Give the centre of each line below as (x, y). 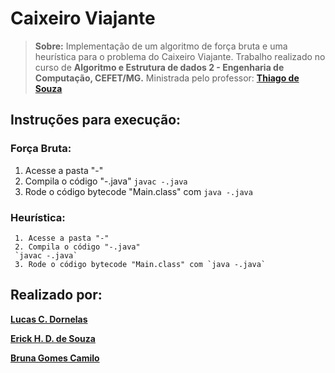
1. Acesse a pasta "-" (62, 238)
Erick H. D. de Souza (53, 338)
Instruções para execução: (96, 120)
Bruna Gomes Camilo (55, 358)
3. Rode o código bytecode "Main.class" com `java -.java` (140, 264)
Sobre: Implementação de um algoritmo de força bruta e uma (161, 46)
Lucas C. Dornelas (49, 319)
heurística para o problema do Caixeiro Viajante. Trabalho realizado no (180, 56)
